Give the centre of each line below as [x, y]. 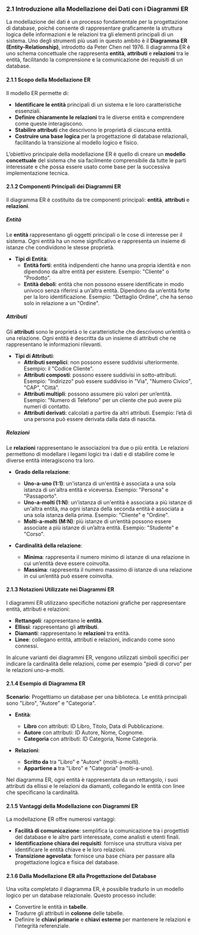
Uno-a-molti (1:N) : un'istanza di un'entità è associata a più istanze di [108, 502]
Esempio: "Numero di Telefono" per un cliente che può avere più [102, 400]
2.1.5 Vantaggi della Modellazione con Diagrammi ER [72, 806]
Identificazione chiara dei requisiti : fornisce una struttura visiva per [98, 843]
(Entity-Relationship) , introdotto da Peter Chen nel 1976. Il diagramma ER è [98, 47]
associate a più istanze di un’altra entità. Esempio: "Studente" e [101, 528]
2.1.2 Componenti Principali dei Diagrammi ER [64, 187]
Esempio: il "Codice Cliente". [59, 368]
